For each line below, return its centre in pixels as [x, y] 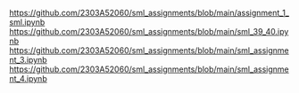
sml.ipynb [27, 22]
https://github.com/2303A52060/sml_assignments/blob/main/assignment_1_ [149, 13]
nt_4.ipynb [28, 78]
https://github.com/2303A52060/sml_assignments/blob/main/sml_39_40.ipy [149, 31]
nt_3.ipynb [28, 60]
